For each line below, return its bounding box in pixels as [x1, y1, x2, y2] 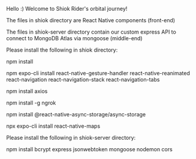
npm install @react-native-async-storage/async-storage [6, 111, 146, 118]
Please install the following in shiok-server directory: [6, 134, 136, 141]
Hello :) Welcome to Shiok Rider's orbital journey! [6, 5, 128, 12]
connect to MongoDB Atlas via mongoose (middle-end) [6, 35, 143, 41]
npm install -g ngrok [6, 99, 56, 106]
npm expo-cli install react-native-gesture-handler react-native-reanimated [6, 70, 190, 77]
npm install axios [6, 88, 48, 95]
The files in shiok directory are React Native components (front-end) [6, 17, 176, 23]
